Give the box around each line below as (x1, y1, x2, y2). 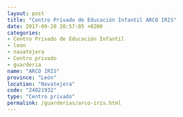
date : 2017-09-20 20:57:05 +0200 (7, 23, 103, 30)
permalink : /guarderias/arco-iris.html (7, 100, 122, 107)
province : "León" (7, 74, 57, 81)
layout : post (7, 10, 45, 17)
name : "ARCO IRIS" (7, 67, 60, 74)
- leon (7, 42, 26, 49)
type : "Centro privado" (7, 94, 76, 100)
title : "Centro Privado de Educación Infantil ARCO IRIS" (7, 17, 177, 23)
